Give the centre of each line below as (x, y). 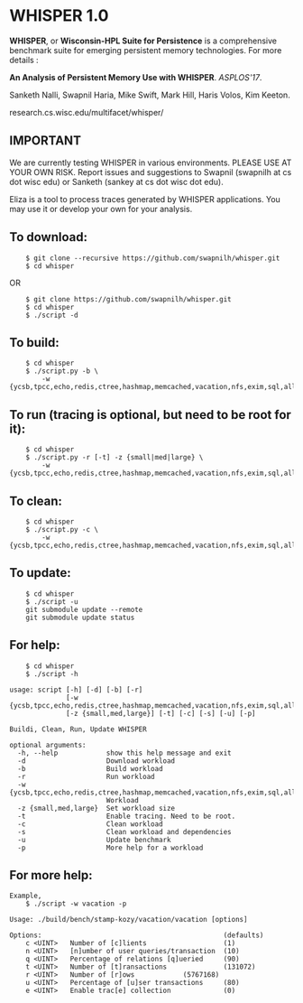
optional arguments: (48, 745)
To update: (40, 573)
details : (24, 60)
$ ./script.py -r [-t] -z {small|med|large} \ (115, 458)
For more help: (51, 875)
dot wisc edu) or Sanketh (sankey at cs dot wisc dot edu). (116, 181)
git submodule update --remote (84, 609)
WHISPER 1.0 (59, 16)
